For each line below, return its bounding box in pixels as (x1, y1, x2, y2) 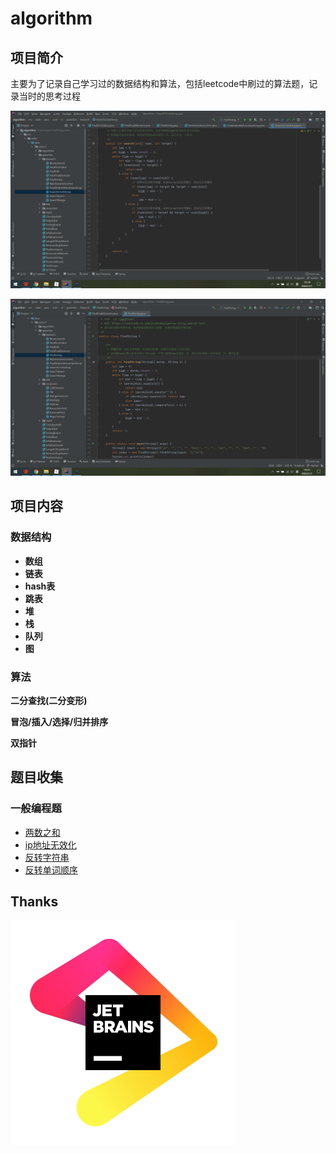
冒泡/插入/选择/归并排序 (10, 715, 109, 727)
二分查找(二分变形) (10, 694, 88, 706)
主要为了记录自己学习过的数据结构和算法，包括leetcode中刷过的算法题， (10, 78, 310, 89)
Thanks (10, 893, 59, 911)
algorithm (10, 7, 93, 30)
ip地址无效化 (24, 838, 77, 851)
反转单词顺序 (24, 863, 78, 876)
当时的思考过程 (18, 90, 81, 102)
